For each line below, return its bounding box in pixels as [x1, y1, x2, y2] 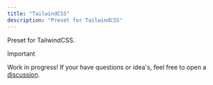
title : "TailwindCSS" [7, 10, 70, 17]
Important [7, 49, 35, 58]
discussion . [7, 70, 40, 79]
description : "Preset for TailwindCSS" [7, 17, 123, 24]
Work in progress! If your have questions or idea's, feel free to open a [7, 63, 207, 71]
